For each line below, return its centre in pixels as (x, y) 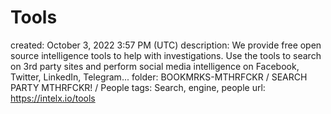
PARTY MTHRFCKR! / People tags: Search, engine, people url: (138, 87)
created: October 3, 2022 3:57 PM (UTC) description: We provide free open (166, 45)
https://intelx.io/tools (53, 98)
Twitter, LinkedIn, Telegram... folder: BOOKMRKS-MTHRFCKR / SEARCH (159, 77)
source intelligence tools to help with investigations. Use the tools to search (166, 55)
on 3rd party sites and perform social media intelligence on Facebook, (155, 66)
